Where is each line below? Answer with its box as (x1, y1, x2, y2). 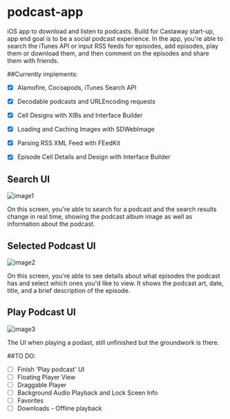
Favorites (17, 396, 44, 404)
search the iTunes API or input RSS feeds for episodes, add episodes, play (7, 42, 219, 50)
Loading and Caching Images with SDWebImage (17, 125, 155, 134)
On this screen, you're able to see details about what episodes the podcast (7, 271, 220, 280)
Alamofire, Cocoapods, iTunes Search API (17, 83, 137, 91)
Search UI (7, 173, 50, 185)
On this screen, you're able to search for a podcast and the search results (7, 205, 217, 213)
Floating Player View (17, 373, 76, 381)
